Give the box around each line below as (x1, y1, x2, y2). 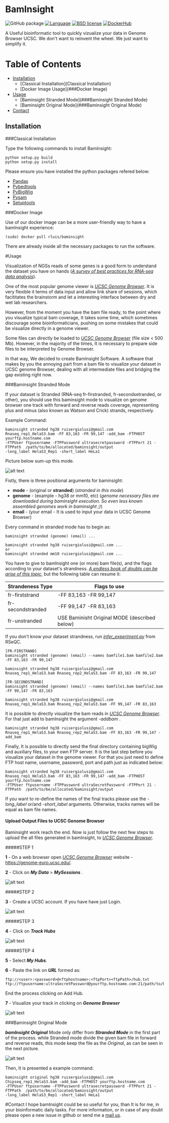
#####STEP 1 (5, 844, 34, 850)
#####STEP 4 (5, 947, 35, 953)
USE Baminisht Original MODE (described (57, 614, 156, 621)
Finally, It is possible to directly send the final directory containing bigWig (5, 743, 157, 749)
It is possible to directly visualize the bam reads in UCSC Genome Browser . (5, 710, 161, 716)
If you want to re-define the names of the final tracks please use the (5, 796, 146, 802)
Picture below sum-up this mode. (5, 458, 74, 464)
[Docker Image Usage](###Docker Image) (20, 86, 108, 92)
